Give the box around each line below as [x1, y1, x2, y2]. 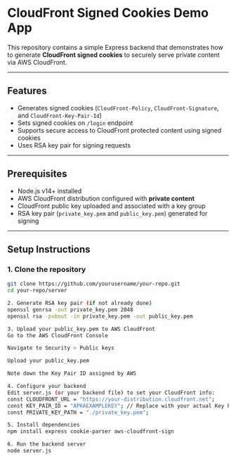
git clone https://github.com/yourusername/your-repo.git [7, 280, 181, 287]
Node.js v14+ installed [17, 186, 82, 195]
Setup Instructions [7, 243, 91, 255]
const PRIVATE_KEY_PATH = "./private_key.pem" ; [7, 409, 150, 416]
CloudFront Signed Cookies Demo [7, 5, 209, 21]
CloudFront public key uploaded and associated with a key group [17, 202, 206, 210]
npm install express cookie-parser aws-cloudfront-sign [7, 428, 174, 435]
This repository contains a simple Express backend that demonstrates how [7, 43, 223, 51]
